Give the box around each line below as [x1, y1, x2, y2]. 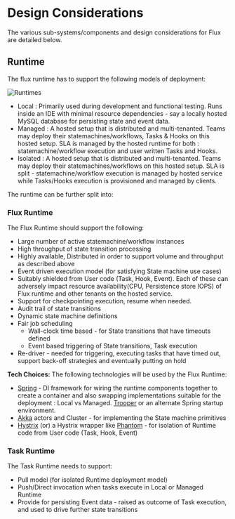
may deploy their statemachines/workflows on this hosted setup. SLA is [17, 162, 224, 170]
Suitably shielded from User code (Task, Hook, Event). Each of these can [17, 275, 229, 283]
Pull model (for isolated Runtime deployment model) [17, 475, 168, 484]
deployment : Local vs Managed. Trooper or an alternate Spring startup [17, 399, 224, 407]
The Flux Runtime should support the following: [7, 223, 145, 232]
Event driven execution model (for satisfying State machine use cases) [17, 267, 222, 275]
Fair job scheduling [17, 320, 73, 328]
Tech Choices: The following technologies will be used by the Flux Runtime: [7, 370, 227, 379]
